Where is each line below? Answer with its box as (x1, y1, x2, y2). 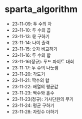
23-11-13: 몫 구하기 (11, 33, 50, 39)
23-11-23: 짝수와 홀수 (11, 89, 54, 96)
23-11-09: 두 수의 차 (11, 21, 52, 27)
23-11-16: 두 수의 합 (11, 52, 51, 58)
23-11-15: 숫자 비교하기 (11, 46, 58, 52)
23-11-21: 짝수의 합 (11, 77, 49, 83)
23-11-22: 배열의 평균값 (11, 83, 58, 89)
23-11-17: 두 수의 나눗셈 (11, 64, 58, 71)
